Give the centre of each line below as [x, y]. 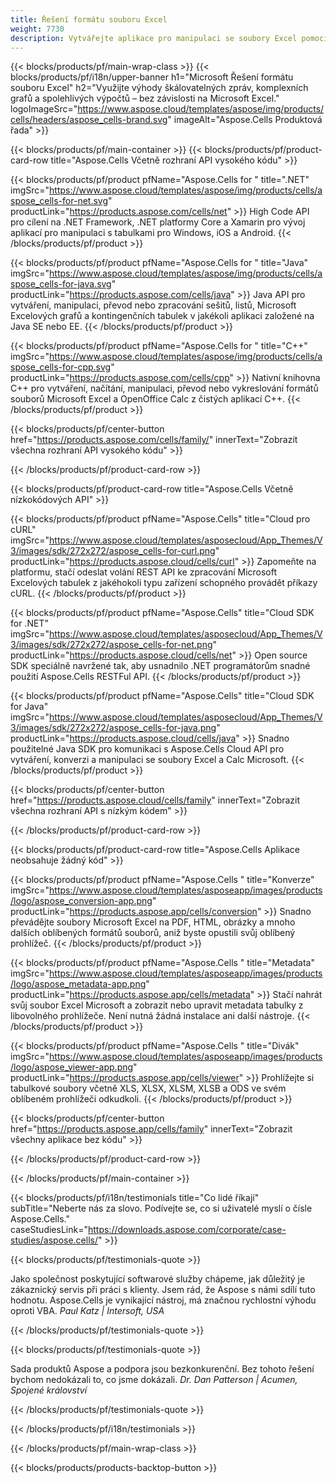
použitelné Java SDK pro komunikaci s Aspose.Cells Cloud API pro [147, 749]
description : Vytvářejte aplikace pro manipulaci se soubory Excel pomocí [169, 38]
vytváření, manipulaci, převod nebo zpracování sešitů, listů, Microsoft [153, 305]
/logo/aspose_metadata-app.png [78, 984]
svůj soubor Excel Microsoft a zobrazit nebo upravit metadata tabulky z [157, 1005]
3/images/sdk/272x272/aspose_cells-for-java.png [113, 728]
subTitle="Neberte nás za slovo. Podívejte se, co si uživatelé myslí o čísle [161, 1208]
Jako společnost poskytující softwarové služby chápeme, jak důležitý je [158, 1279]
